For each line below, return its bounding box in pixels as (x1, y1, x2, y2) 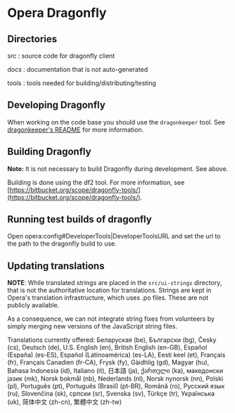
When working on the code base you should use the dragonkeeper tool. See (7, 117, 226, 126)
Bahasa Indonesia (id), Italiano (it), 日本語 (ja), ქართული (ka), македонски (7, 367, 224, 375)
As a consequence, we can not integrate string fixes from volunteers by (7, 314, 215, 323)
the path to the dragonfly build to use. (7, 239, 118, 248)
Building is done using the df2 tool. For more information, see (7, 178, 185, 186)
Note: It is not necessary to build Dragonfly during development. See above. (7, 164, 229, 173)
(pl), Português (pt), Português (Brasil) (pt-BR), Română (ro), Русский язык (7, 382, 225, 390)
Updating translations (7, 260, 105, 272)
